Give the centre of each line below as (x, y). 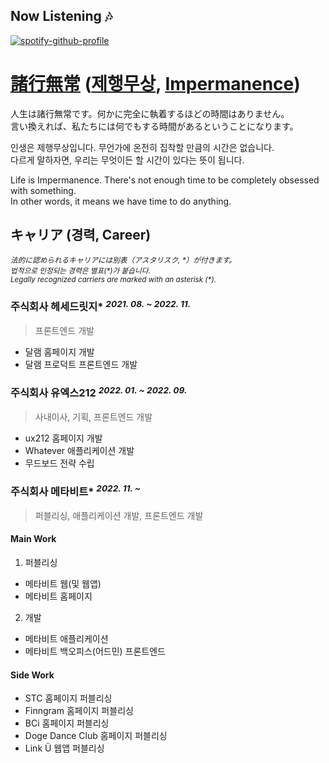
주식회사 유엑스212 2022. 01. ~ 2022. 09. (99, 392)
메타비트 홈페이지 (58, 596)
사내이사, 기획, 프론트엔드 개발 (93, 417)
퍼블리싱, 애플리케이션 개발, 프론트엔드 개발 (119, 515)
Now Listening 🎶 (61, 16)
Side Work (32, 675)
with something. (43, 190)
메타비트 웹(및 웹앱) (63, 584)
